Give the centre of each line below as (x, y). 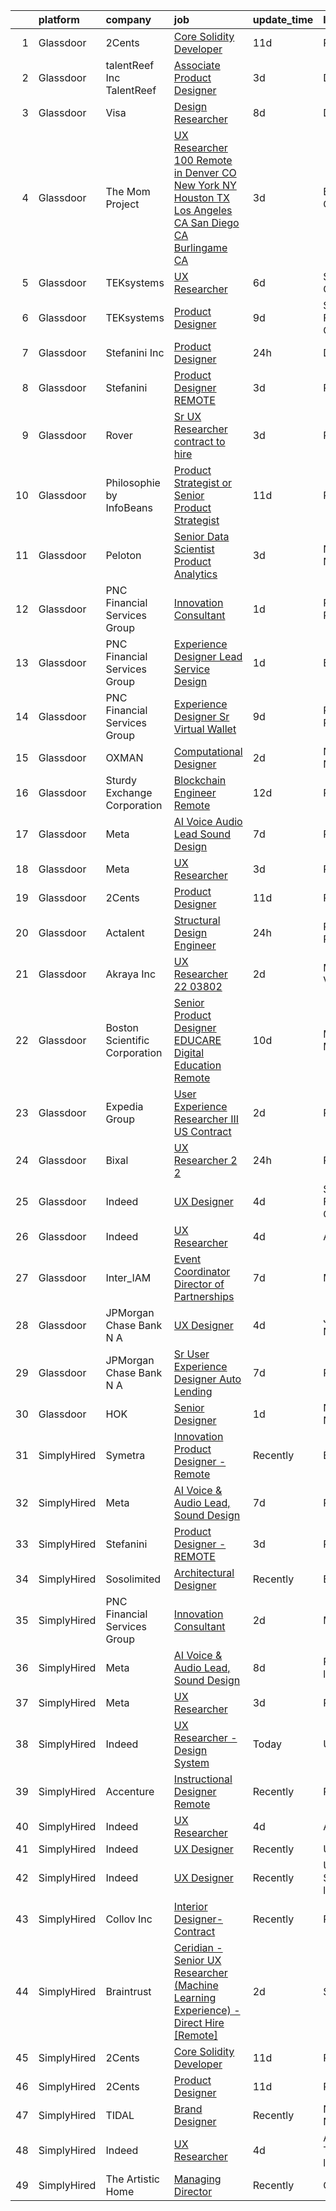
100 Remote (203, 160)
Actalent (125, 932)
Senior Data (201, 536)
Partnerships (204, 1296)
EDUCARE (197, 1040)
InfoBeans (129, 507)
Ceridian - (198, 1947)
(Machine (196, 1985)
